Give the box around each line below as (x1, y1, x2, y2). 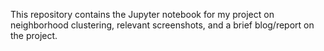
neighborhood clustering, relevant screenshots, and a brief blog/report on (10, 19, 315, 31)
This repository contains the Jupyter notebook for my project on (10, 9, 275, 20)
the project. (10, 30, 58, 41)
